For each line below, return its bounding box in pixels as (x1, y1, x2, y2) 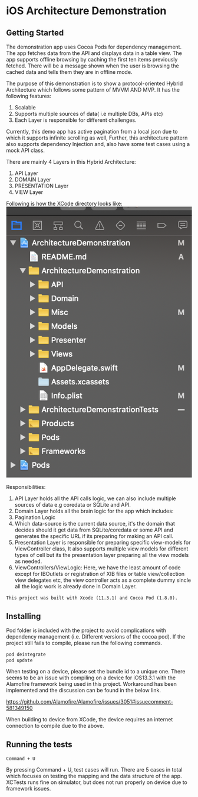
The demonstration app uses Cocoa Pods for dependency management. (6, 43, 181, 50)
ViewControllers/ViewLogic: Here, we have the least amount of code (14, 564, 181, 571)
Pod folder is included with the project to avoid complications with (6, 627, 167, 634)
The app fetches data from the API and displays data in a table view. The (6, 50, 183, 57)
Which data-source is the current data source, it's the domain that (14, 520, 176, 527)
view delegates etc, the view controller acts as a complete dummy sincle (14, 576, 192, 584)
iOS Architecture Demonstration (6, 4, 167, 18)
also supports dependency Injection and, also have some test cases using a (6, 141, 190, 147)
